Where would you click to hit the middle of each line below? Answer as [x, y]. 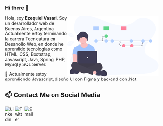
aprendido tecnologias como [34, 49]
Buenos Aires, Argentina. [30, 29]
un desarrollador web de [30, 23]
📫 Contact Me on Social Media [53, 95]
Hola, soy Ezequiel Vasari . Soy [36, 18]
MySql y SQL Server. [26, 64]
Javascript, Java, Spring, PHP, [35, 60]
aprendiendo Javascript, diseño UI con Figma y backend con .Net [71, 79]
